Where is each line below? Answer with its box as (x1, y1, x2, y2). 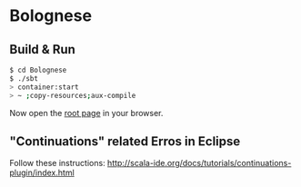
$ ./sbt (9, 74, 39, 83)
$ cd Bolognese (9, 65, 67, 74)
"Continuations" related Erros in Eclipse (9, 133, 241, 149)
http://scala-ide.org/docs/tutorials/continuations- (107, 158, 292, 169)
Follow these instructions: (9, 158, 106, 169)
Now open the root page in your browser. (9, 107, 164, 118)
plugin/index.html (9, 167, 75, 178)
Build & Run (9, 42, 75, 57)
